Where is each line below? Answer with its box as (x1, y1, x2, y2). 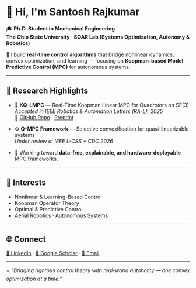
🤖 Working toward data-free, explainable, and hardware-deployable (14, 149, 181, 156)
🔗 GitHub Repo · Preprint (14, 114, 74, 121)
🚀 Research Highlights (6, 86, 89, 96)
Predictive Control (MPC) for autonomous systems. (6, 63, 131, 70)
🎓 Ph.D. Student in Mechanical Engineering (6, 25, 116, 32)
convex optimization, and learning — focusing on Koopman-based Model (6, 57, 184, 64)
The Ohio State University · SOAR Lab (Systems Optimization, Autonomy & (6, 33, 190, 40)
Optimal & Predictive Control (14, 205, 83, 212)
